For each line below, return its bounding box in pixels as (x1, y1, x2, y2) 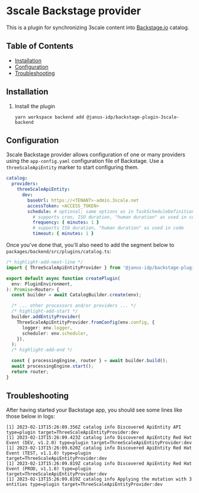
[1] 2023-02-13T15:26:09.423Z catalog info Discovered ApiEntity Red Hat (6, 435, 192, 441)
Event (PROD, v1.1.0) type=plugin (6, 466, 92, 472)
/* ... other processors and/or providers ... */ (11, 303, 136, 309)
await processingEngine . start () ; (11, 363, 94, 369)
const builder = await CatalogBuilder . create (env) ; (11, 292, 142, 298)
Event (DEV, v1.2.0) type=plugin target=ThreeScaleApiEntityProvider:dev (6, 440, 192, 446)
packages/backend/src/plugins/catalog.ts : (6, 248, 111, 255)
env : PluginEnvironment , (11, 281, 73, 287)
